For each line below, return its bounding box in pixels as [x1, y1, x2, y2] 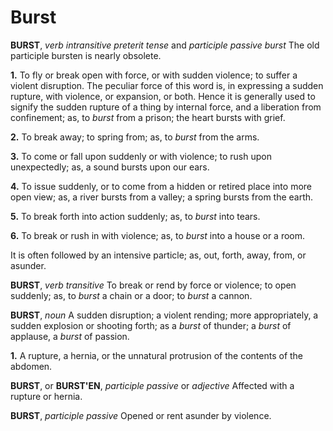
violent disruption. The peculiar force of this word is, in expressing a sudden [10, 79, 324, 91]
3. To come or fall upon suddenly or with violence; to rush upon [10, 150, 272, 162]
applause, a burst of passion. [10, 330, 130, 342]
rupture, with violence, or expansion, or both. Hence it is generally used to [10, 90, 316, 102]
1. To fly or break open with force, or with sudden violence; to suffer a [10, 69, 298, 81]
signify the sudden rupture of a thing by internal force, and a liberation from [10, 101, 322, 113]
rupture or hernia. [10, 390, 83, 402]
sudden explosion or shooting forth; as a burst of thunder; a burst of [10, 319, 292, 331]
